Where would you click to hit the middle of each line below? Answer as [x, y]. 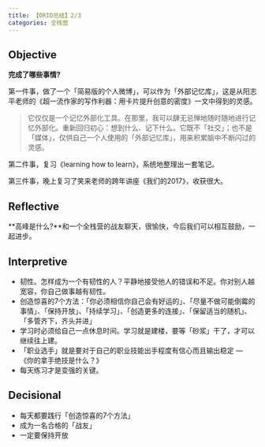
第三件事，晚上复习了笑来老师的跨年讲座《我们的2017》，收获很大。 [118, 181]
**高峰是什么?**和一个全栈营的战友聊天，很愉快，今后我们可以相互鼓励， [129, 226]
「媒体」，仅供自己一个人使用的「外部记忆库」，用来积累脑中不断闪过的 [142, 138]
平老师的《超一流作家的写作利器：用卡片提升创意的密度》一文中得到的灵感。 [132, 101]
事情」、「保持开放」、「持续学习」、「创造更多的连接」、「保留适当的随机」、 [135, 311]
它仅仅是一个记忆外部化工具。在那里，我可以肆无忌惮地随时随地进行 [138, 118]
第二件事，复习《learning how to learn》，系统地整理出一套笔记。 [114, 164]
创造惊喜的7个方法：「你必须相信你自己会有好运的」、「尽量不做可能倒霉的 [137, 301]
